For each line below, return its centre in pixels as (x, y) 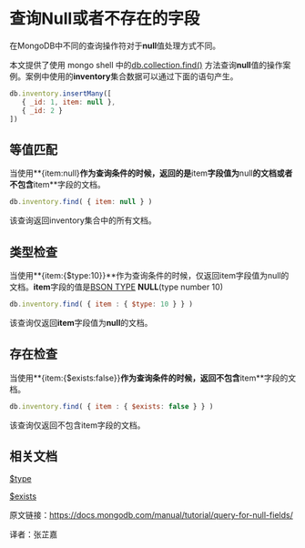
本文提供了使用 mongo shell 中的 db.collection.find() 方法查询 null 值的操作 (147, 65)
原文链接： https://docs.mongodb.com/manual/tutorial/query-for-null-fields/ (151, 515)
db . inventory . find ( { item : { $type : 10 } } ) (102, 304)
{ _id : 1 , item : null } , (69, 102)
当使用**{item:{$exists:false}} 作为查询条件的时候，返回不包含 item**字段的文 (153, 378)
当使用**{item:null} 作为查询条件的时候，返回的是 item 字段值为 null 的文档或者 (151, 173)
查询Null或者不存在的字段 (105, 19)
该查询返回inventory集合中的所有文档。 (83, 220)
